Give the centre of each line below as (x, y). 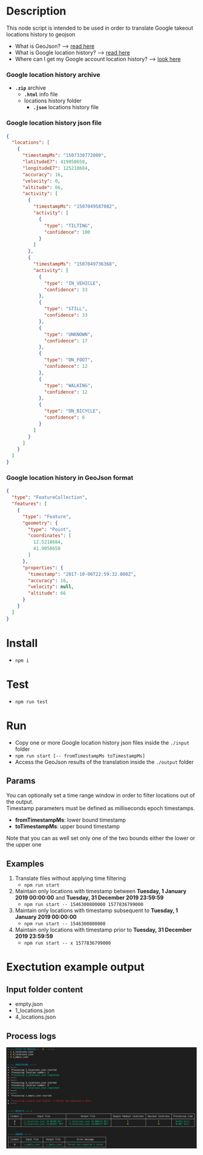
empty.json (29, 1004)
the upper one (24, 845)
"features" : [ (29, 504)
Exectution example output (76, 967)
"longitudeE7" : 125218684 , (56, 168)
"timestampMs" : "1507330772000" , (64, 156)
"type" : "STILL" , (66, 309)
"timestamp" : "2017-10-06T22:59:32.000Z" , (82, 574)
